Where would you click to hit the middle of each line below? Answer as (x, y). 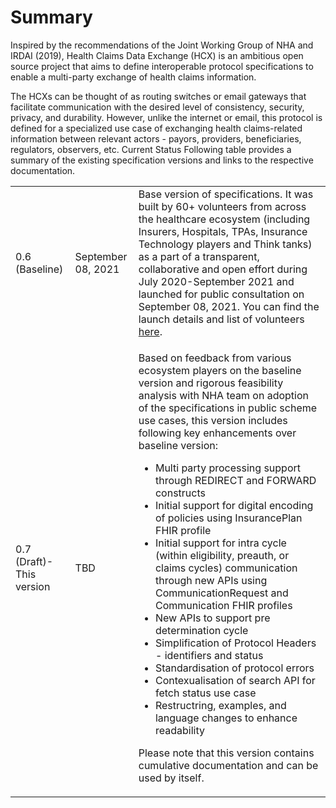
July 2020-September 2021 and (216, 281)
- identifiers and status (209, 655)
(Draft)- (34, 561)
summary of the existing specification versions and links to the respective (162, 160)
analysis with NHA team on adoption (223, 395)
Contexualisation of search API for (235, 680)
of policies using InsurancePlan (228, 518)
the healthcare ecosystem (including (224, 219)
